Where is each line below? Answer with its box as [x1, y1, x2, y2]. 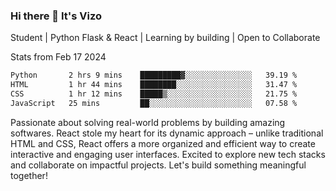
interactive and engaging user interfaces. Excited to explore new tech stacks [10, 148, 326, 160]
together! [10, 169, 48, 181]
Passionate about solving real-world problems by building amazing [10, 116, 286, 128]
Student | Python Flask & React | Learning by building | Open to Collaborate [10, 32, 321, 44]
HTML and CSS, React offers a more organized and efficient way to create [10, 137, 316, 149]
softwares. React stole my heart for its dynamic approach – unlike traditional [10, 127, 324, 139]
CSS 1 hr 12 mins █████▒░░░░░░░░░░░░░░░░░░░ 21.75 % [10, 89, 298, 99]
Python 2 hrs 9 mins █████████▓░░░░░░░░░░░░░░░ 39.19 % [10, 70, 298, 81]
